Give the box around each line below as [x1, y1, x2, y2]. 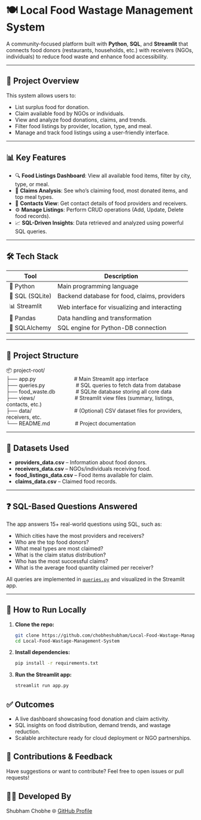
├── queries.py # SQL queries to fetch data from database [6, 382, 181, 389]
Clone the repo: [14, 621, 55, 628]
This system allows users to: [6, 92, 77, 99]
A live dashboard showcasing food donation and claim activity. [14, 715, 169, 722]
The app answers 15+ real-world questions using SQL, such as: [6, 521, 163, 528]
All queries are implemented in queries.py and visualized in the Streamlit [6, 575, 185, 583]
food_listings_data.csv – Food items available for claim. [14, 471, 154, 479]
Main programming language [57, 282, 139, 291]
